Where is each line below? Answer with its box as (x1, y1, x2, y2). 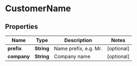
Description (64, 37, 92, 44)
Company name (54, 53, 91, 60)
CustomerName (5, 3, 71, 14)
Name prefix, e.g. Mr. (54, 45, 103, 52)
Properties (5, 22, 38, 31)
